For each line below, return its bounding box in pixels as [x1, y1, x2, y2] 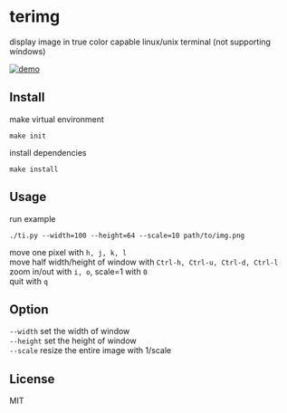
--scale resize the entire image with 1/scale [9, 345, 172, 356]
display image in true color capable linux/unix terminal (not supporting [9, 36, 272, 47]
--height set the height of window [9, 335, 138, 346]
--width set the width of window [9, 326, 130, 337]
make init [9, 131, 47, 140]
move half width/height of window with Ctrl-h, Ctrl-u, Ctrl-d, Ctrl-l [9, 256, 279, 267]
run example [9, 213, 56, 224]
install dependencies [9, 147, 87, 158]
